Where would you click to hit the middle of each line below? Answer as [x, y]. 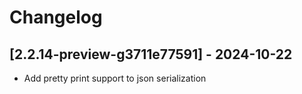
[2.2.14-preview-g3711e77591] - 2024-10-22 [151, 54]
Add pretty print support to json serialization [115, 78]
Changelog [56, 17]
